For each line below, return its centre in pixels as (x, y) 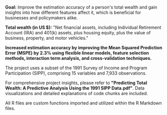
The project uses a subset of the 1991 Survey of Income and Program (76, 68)
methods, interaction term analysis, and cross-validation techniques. (79, 58)
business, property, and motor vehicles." (47, 38)
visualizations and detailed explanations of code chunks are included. (77, 93)
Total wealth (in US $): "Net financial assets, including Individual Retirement (83, 27)
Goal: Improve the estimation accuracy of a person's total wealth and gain (81, 7)
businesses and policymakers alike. (42, 18)
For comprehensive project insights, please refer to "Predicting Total (76, 83)
